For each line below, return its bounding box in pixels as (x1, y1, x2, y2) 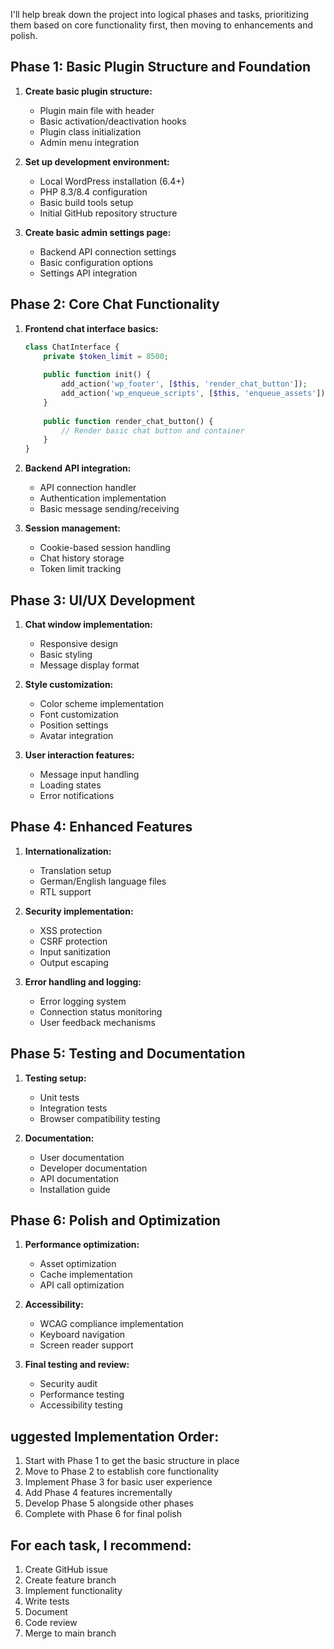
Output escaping (39, 956, 109, 968)
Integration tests (39, 1102, 108, 1114)
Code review (24, 1617, 78, 1628)
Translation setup (39, 864, 112, 876)
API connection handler (39, 482, 137, 494)
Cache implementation (39, 1269, 133, 1281)
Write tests (24, 1595, 70, 1607)
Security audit (39, 1378, 98, 1390)
